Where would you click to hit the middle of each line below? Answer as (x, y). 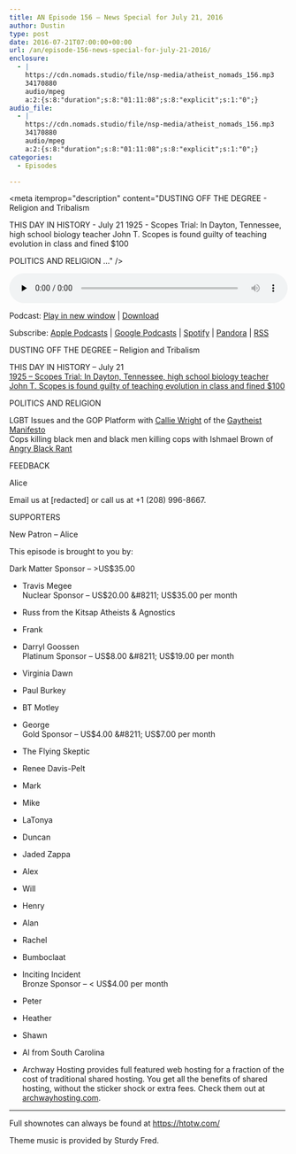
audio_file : (31, 108)
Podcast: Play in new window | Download (84, 316)
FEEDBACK (30, 466)
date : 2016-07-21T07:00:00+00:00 (71, 42)
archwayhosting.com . (61, 1098)
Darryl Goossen (50, 647)
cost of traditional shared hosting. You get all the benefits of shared (144, 1079)
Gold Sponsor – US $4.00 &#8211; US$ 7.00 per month (119, 734)
